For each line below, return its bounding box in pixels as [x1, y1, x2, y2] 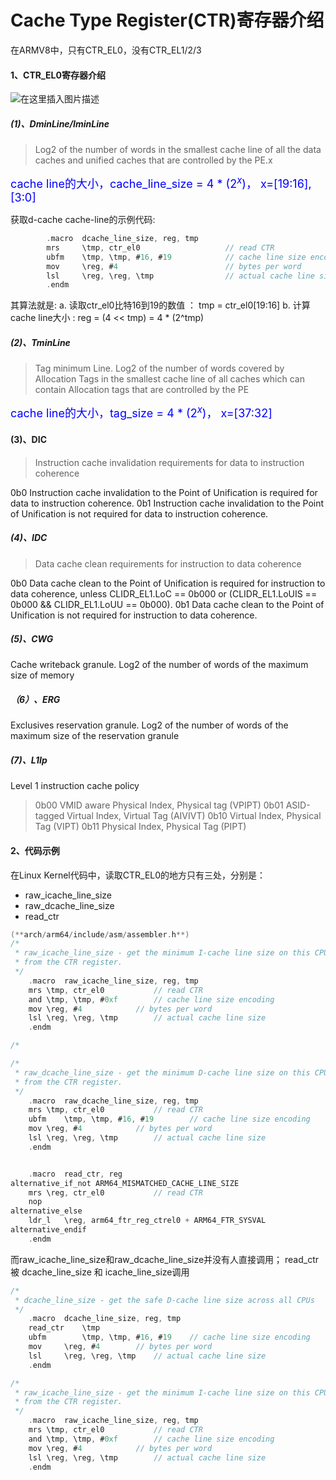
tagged [34, 810, 65, 822]
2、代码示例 [10, 845, 60, 856]
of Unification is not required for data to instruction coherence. [10, 507, 269, 520]
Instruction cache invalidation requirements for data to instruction [34, 456, 305, 468]
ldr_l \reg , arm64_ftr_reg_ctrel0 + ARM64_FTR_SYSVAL [28, 1216, 267, 1226]
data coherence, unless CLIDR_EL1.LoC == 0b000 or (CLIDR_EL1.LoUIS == [10, 587, 318, 600]
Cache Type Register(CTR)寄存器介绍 [10, 9, 325, 32]
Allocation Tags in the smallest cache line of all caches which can [34, 373, 305, 385]
